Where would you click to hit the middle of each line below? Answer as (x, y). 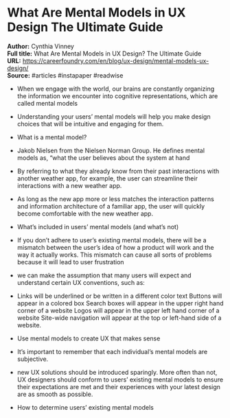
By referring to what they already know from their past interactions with (118, 171)
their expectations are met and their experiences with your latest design (119, 386)
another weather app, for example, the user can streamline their (107, 178)
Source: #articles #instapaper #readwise (65, 75)
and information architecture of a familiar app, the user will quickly (111, 206)
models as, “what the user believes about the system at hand (103, 158)
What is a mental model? (52, 137)
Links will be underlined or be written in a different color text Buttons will (119, 296)
